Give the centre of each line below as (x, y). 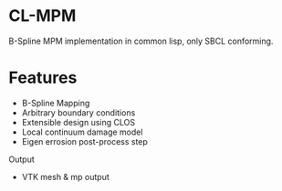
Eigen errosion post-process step (84, 141)
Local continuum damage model (82, 132)
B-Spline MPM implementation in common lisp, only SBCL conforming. (141, 41)
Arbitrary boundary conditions (78, 112)
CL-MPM (42, 16)
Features (43, 78)
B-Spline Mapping (56, 103)
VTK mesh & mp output (66, 176)
